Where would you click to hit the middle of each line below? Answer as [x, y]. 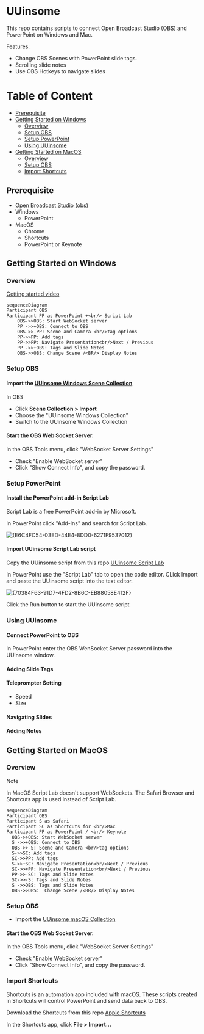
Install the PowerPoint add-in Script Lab [58, 498]
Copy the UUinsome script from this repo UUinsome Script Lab [85, 563]
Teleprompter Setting [34, 683]
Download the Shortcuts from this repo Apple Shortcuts [76, 1013]
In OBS [15, 397]
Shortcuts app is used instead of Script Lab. [62, 799]
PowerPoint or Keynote [53, 244]
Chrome [34, 231]
